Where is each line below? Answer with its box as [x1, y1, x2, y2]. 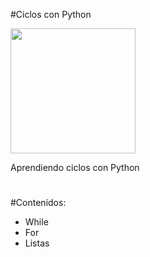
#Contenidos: [10, 197, 67, 209]
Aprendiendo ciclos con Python [10, 162, 140, 173]
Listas [24, 237, 50, 249]
